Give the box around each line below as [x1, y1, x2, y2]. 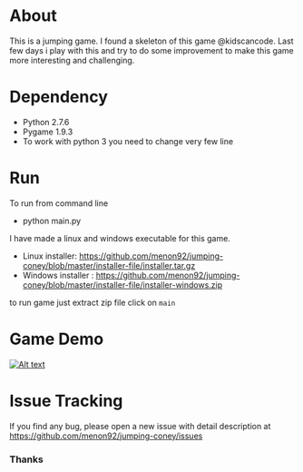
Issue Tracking [9, 390, 123, 411]
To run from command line [9, 197, 109, 209]
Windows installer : [22, 270, 94, 280]
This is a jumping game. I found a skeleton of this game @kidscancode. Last [9, 35, 294, 46]
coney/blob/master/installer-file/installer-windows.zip [22, 279, 223, 290]
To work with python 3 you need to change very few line [22, 135, 234, 146]
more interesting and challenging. [9, 54, 135, 65]
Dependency [9, 87, 109, 107]
